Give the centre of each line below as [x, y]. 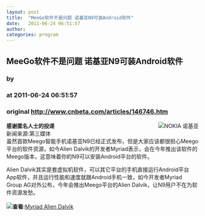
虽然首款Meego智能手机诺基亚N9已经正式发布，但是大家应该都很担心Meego [103, 141]
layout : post [23, 12]
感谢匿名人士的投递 [31, 125]
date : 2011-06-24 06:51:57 [43, 23]
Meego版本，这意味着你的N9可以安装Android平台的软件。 [80, 156]
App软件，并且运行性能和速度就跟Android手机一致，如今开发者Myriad [94, 177]
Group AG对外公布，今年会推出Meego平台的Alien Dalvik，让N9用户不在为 [99, 185]
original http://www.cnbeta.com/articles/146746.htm [87, 112]
